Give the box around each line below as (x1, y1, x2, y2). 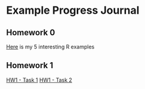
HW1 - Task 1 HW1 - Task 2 (6, 76, 73, 84)
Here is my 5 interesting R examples (6, 43, 95, 50)
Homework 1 (6, 60, 54, 70)
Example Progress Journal (6, 4, 140, 17)
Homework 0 (6, 27, 55, 38)
